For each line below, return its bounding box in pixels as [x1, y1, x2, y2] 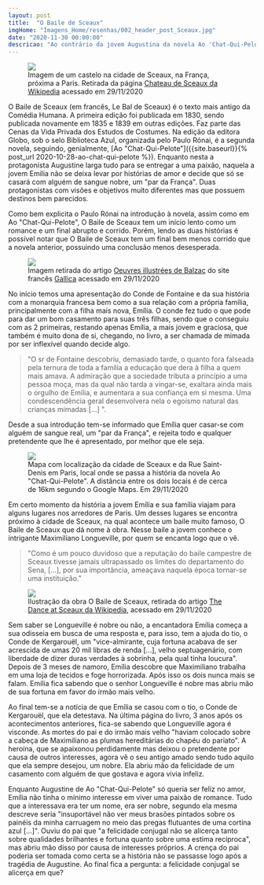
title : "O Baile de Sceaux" [8, 19, 104, 27]
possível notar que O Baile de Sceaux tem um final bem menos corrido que [8, 234, 251, 244]
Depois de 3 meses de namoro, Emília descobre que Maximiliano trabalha [8, 662, 246, 672]
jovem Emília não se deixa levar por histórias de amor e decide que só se [8, 169, 244, 178]
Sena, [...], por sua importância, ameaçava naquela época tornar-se [27, 565, 247, 575]
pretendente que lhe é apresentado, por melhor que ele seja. [8, 437, 205, 446]
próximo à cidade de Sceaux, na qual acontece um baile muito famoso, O [8, 516, 245, 527]
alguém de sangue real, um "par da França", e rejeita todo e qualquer [8, 428, 232, 438]
